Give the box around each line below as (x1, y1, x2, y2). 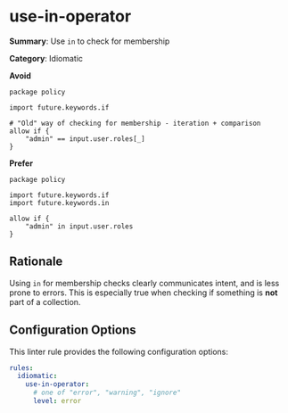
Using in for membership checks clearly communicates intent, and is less (9, 277, 280, 288)
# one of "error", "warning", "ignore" (32, 388, 181, 398)
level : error (32, 397, 82, 406)
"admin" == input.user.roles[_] (25, 134, 145, 144)
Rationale (9, 254, 63, 269)
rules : (9, 363, 34, 372)
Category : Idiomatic (9, 53, 83, 63)
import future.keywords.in (9, 198, 110, 207)
